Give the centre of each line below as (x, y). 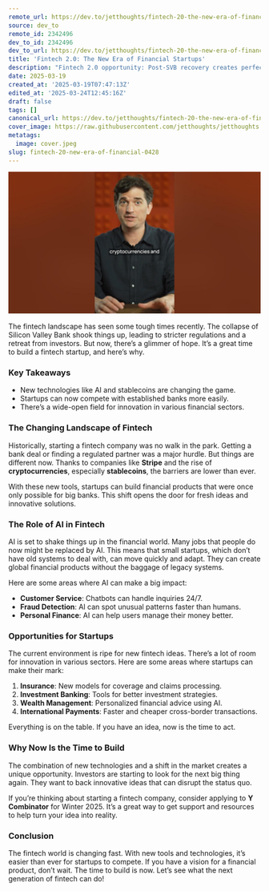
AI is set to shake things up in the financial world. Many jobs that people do (132, 542)
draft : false (30, 101)
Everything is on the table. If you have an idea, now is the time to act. (122, 727)
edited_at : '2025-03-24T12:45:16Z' (68, 93)
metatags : (25, 135)
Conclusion (31, 836)
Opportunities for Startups (61, 635)
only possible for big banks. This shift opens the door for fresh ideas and (128, 495)
